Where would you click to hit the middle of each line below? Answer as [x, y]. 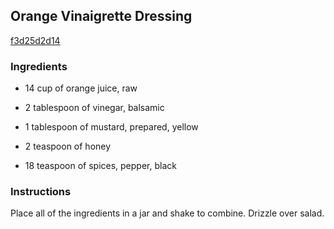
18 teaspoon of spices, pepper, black [100, 166]
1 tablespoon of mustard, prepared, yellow [111, 127]
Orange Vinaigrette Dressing [101, 16]
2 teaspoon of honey [68, 146]
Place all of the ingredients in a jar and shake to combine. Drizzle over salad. [167, 213]
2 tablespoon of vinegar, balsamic [94, 108]
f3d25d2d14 [35, 40]
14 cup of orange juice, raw [81, 88]
